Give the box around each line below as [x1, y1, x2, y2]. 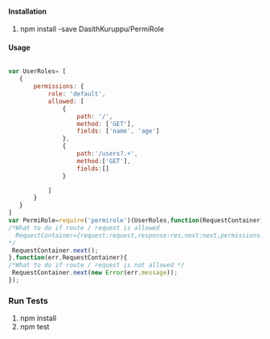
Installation [8, 6, 47, 16]
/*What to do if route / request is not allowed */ [8, 261, 185, 269]
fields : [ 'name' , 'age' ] [76, 127, 160, 136]
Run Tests [8, 295, 48, 306]
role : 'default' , [47, 90, 106, 98]
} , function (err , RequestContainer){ [8, 254, 128, 262]
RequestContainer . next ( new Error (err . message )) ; [11, 269, 178, 277]
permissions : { [33, 83, 84, 91]
